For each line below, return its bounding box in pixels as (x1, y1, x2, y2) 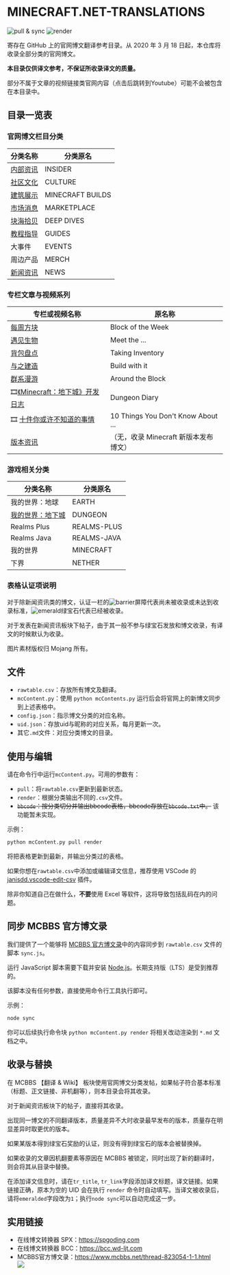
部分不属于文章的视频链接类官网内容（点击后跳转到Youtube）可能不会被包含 (7, 78, 222, 87)
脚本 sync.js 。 (7, 949, 49, 957)
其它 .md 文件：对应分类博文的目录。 (16, 729, 117, 737)
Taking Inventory (110, 348, 164, 357)
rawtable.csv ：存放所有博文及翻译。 (16, 686, 120, 694)
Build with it (110, 361, 148, 370)
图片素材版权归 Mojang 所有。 (7, 644, 92, 653)
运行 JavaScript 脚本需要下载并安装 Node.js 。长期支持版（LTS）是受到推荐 (7, 963, 219, 971)
